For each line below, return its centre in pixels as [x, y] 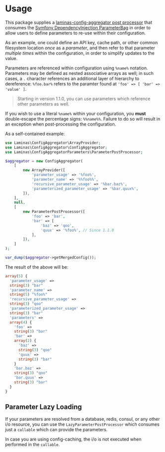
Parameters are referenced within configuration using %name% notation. [77, 68]
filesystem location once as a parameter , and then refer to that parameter [80, 48]
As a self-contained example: [35, 133]
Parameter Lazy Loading [44, 407]
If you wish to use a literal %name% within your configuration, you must [76, 113]
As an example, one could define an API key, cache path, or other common [82, 42]
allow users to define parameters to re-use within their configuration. [76, 33]
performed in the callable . [32, 444]
